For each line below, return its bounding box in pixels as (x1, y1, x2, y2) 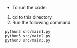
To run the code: (12, 5, 47, 10)
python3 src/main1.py (5, 29, 51, 34)
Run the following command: (12, 20, 72, 25)
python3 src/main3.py (5, 38, 51, 43)
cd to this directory (12, 14, 52, 20)
